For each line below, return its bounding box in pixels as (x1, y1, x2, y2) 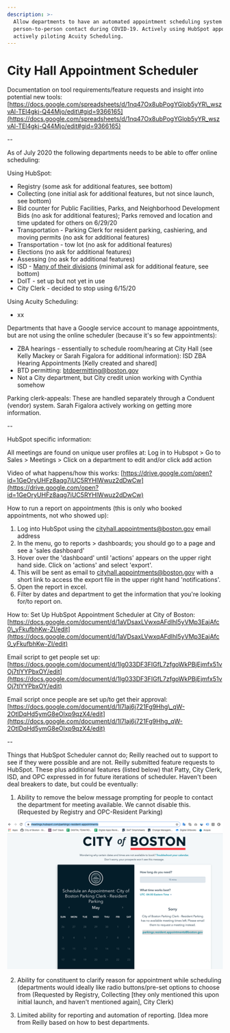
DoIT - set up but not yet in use (16, 277, 105, 285)
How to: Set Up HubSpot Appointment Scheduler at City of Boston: (7, 611, 196, 619)
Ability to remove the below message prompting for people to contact (16, 793, 214, 802)
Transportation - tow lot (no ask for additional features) (16, 240, 172, 249)
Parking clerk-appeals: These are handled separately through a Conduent (7, 394, 215, 403)
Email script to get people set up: (7, 653, 101, 661)
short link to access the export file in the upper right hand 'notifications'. (16, 576, 221, 584)
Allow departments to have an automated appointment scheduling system (13, 18, 222, 25)
